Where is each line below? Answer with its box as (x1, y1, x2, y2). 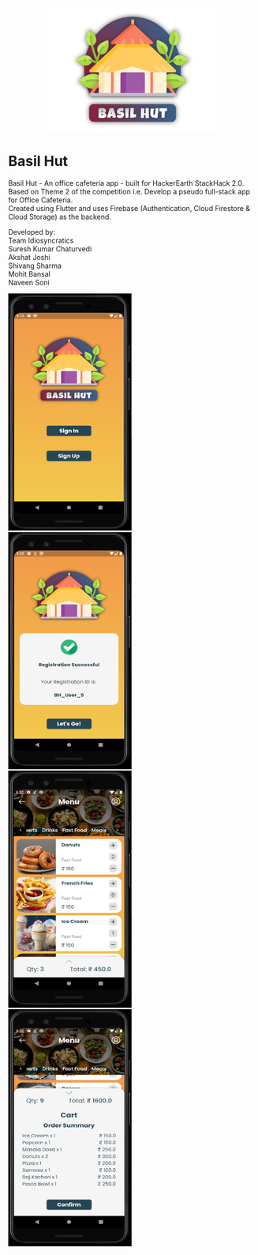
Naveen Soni (8, 277, 50, 287)
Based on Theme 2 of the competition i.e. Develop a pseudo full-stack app (8, 187, 251, 196)
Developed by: (8, 227, 55, 236)
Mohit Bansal (8, 269, 51, 278)
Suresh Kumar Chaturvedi (8, 243, 92, 254)
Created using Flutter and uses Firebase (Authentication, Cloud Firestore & (8, 203, 251, 213)
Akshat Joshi (8, 252, 50, 262)
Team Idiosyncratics (8, 236, 74, 245)
